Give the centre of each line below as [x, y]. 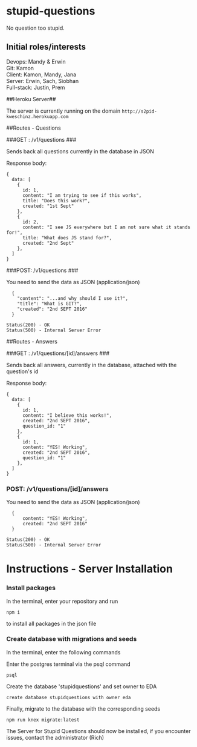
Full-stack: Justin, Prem [36, 87]
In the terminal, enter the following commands [63, 652]
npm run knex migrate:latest [43, 720]
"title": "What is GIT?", [50, 304]
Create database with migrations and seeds [72, 639]
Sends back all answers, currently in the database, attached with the [92, 365]
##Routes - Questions [34, 128]
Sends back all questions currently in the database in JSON [80, 151]
